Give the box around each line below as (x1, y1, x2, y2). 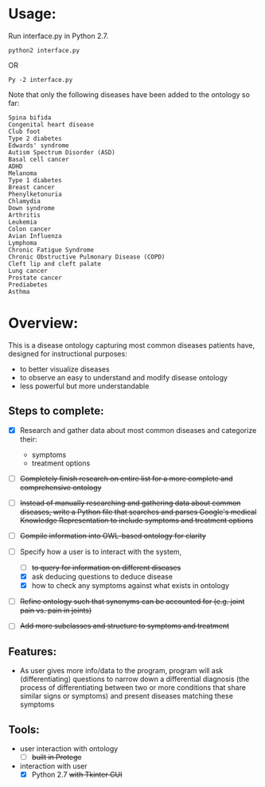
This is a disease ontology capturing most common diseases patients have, (8, 340, 255, 350)
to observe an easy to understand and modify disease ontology (19, 372, 228, 382)
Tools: (8, 723, 40, 736)
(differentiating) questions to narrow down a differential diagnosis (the (19, 674, 250, 684)
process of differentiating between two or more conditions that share (19, 683, 247, 692)
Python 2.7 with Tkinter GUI (31, 769, 123, 779)
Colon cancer (8, 224, 52, 233)
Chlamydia (8, 197, 41, 205)
